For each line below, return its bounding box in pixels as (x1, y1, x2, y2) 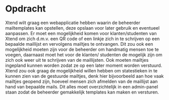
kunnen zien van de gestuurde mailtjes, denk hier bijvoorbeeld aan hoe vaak (5, 73, 164, 79)
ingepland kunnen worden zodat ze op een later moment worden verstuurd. (5, 62, 162, 68)
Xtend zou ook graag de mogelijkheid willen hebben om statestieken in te (5, 67, 158, 73)
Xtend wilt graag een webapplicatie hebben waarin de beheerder (5, 20, 140, 26)
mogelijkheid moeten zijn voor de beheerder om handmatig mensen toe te (5, 46, 159, 52)
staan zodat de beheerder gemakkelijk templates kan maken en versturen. (5, 89, 159, 95)
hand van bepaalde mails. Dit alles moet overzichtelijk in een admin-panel (5, 83, 158, 89)
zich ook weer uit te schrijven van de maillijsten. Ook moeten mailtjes (5, 57, 149, 63)
